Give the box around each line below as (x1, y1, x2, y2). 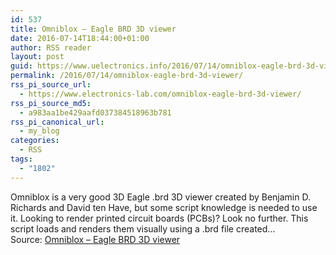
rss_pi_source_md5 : (10, 98, 92, 108)
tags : (10, 154, 33, 164)
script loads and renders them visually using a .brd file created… (10, 222, 276, 235)
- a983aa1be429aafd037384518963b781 (19, 107, 172, 118)
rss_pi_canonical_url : (10, 117, 105, 127)
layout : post (10, 52, 65, 62)
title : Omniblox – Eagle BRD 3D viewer (10, 24, 177, 34)
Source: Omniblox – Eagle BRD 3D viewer (10, 233, 181, 245)
